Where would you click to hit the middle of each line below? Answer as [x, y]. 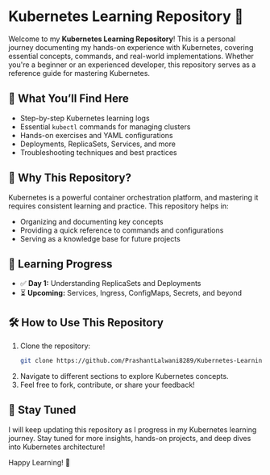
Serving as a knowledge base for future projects [100, 238]
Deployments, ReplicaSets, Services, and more [98, 144]
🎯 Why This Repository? [70, 178]
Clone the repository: [55, 346]
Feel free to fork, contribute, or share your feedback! [107, 385]
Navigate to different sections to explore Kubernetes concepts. [124, 376]
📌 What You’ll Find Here [69, 99]
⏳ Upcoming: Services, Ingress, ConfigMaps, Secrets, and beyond [131, 293]
